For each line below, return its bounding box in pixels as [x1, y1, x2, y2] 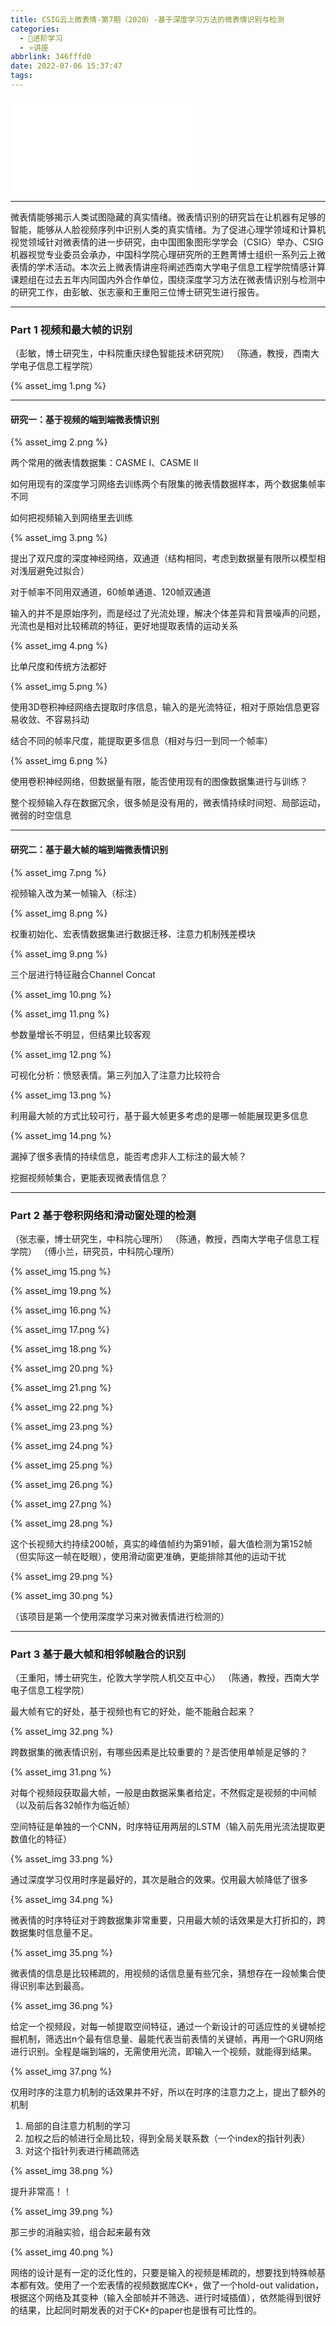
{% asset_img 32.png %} [10, 1726, 114, 1738]
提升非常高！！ [10, 2186, 72, 2198]
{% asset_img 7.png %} [10, 866, 107, 878]
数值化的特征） [10, 1833, 72, 1845]
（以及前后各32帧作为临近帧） [10, 1799, 136, 1811]
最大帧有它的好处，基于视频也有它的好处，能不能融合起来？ [10, 1706, 256, 1718]
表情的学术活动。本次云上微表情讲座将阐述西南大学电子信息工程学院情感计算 [10, 261, 326, 273]
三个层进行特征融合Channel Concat [10, 968, 156, 980]
